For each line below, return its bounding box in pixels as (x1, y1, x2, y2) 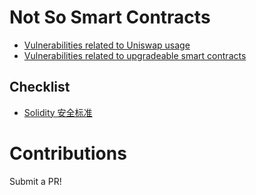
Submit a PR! (9, 175, 62, 187)
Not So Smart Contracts (9, 6, 211, 29)
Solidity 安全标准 (23, 106, 93, 118)
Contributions (9, 142, 127, 165)
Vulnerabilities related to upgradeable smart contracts (23, 49, 247, 61)
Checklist (9, 79, 71, 96)
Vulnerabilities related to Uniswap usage (23, 39, 191, 51)
